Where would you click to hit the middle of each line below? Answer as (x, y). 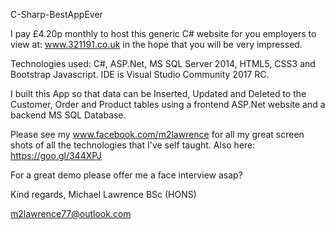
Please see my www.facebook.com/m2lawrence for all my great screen (157, 134)
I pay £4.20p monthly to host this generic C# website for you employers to (163, 33)
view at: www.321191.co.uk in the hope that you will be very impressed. (156, 44)
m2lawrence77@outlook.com (71, 213)
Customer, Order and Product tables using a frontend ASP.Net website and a (168, 104)
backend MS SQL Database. (68, 115)
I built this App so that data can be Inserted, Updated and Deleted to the (158, 93)
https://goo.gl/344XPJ (56, 155)
